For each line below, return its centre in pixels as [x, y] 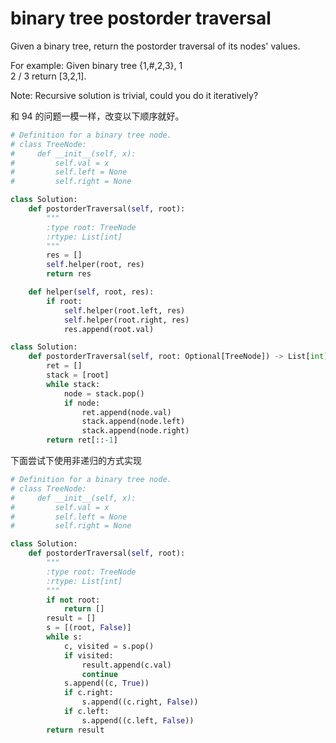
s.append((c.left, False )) [138, 720]
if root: [64, 301]
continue [99, 674]
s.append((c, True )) [106, 683]
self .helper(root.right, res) [126, 320]
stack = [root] [78, 375]
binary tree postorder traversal [141, 18]
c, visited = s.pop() [109, 646]
